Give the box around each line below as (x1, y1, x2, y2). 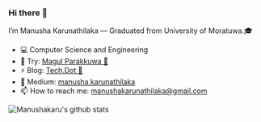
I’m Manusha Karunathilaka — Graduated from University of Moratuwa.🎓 (8, 26, 253, 35)
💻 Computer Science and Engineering (19, 45, 149, 55)
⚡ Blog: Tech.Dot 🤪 (19, 66, 83, 75)
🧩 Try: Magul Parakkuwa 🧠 (19, 56, 109, 67)
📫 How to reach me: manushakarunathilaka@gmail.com (19, 86, 208, 96)
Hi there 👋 (8, 7, 48, 18)
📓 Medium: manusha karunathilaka (19, 77, 136, 87)
